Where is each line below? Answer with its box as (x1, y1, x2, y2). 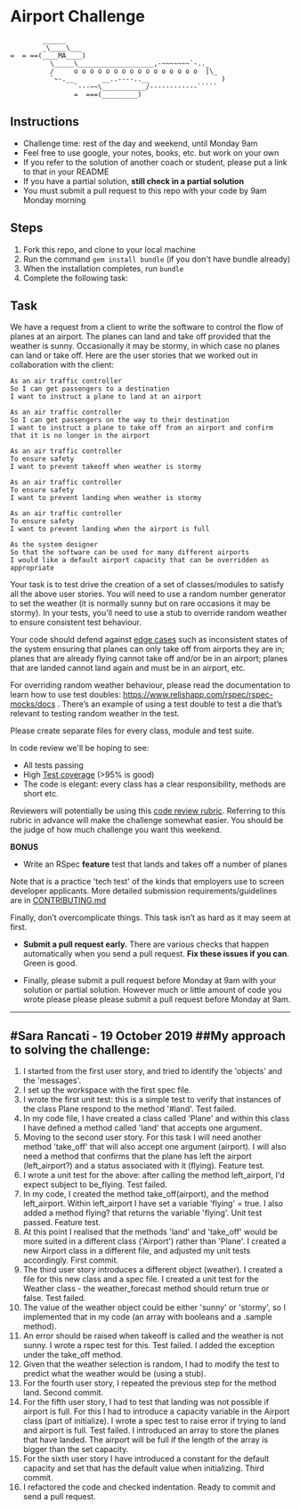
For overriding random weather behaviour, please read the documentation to (10, 680, 291, 690)
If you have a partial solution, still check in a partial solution (22, 175, 244, 186)
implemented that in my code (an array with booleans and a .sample (22, 1312, 272, 1322)
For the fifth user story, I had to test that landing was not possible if (22, 1397, 270, 1408)
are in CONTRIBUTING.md (10, 895, 107, 906)
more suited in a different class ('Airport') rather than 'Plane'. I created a (22, 1236, 287, 1247)
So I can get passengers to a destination (10, 384, 170, 393)
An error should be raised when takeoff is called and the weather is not (22, 1330, 284, 1341)
